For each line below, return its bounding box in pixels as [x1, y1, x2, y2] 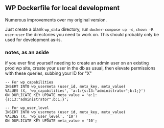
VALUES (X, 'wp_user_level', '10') [5, 114, 78, 119]
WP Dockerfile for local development [5, 4, 120, 12]
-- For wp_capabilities [5, 80, 54, 85]
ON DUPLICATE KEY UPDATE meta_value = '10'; [5, 118, 97, 124]
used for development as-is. [5, 37, 62, 43]
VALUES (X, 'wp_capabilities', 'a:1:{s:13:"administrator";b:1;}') [5, 88, 146, 93]
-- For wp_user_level [5, 106, 49, 110]
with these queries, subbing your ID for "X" [5, 70, 92, 76]
